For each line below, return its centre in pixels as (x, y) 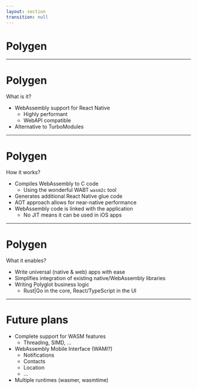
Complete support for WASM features (60, 337)
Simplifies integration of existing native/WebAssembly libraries (90, 278)
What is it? (19, 97)
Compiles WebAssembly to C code (56, 184)
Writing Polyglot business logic (52, 285)
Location (34, 368)
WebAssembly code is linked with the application (74, 209)
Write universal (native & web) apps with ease (70, 272)
